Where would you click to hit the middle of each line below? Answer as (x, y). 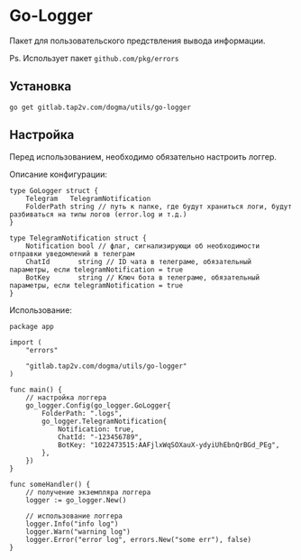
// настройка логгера (66, 398)
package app (32, 326)
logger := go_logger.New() (76, 500)
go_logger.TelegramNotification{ (105, 421)
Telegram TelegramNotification (88, 198)
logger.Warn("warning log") (78, 532)
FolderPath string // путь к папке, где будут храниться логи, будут (159, 207)
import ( (26, 342)
